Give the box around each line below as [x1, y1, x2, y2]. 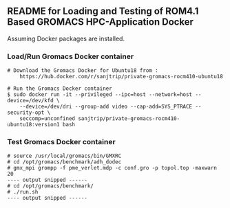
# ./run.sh [7, 189, 39, 196]
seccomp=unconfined [19, 115, 76, 122]
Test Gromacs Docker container [7, 137, 116, 147]
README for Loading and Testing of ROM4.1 [7, 5, 199, 17]
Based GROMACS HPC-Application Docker [7, 16, 194, 28]
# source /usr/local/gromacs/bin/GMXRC [7, 152, 122, 160]
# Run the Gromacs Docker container [7, 85, 112, 92]
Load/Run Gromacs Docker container [7, 51, 134, 61]
